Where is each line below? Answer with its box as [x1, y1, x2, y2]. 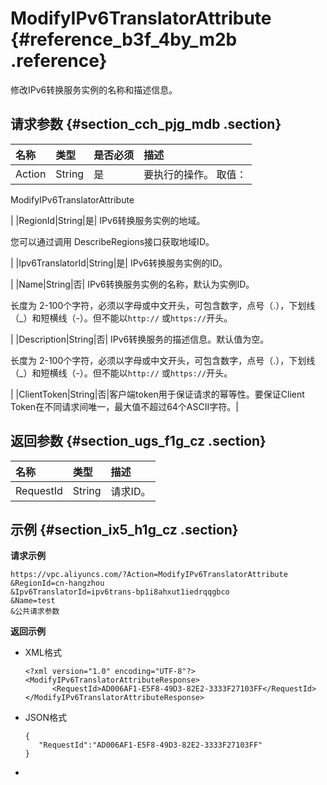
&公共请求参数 [10, 607, 60, 617]
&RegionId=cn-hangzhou [10, 578, 105, 589]
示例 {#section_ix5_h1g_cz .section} [10, 521, 239, 538]
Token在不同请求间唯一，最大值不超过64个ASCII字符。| [10, 400, 239, 412]
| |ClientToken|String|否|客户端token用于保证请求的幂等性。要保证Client [10, 388, 305, 400]
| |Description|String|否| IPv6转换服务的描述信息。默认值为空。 [10, 333, 270, 345]
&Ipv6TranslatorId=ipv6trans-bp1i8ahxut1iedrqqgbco [10, 587, 230, 597]
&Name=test [10, 596, 56, 606]
